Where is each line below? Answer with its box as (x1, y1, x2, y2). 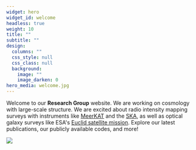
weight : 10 (6, 26, 34, 32)
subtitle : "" (6, 37, 40, 43)
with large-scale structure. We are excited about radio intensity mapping (6, 106, 187, 113)
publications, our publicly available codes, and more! (6, 126, 139, 132)
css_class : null (12, 60, 53, 66)
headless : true (6, 20, 45, 26)
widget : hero (6, 9, 40, 15)
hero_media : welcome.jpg (6, 83, 69, 89)
